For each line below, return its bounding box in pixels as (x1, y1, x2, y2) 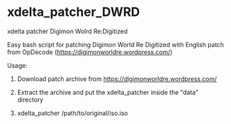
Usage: (7, 61, 28, 69)
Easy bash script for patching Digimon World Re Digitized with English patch (7, 40, 225, 48)
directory (17, 95, 44, 104)
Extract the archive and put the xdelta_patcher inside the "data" (17, 88, 199, 96)
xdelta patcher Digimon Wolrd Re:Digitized (7, 27, 128, 35)
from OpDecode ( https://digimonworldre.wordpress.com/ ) (7, 48, 173, 56)
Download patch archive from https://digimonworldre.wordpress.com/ (17, 74, 217, 83)
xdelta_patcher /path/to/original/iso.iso (17, 109, 129, 117)
